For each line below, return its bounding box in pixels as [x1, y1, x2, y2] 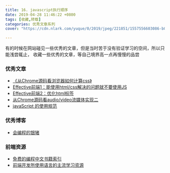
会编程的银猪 [12, 129, 39, 136]
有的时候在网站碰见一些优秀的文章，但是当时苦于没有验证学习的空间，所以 [5, 45, 160, 51]
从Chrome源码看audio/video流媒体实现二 [12, 97, 99, 103]
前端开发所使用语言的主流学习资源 [12, 162, 84, 168]
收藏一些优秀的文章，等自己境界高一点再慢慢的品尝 [32, 52, 140, 58]
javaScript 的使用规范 [12, 103, 57, 109]
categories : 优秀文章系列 [5, 21, 56, 27]
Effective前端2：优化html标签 [12, 91, 74, 97]
